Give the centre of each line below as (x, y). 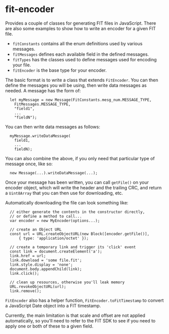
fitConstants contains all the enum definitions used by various (77, 43)
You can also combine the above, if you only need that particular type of (80, 158)
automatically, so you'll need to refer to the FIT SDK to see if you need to (80, 320)
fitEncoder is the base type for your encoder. (60, 70)
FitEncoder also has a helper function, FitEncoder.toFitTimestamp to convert (84, 300)
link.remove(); (26, 291)
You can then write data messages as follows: (53, 127)
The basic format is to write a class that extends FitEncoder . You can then (82, 80)
